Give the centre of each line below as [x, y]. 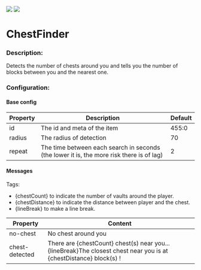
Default [181, 118]
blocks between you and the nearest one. [57, 72]
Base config [22, 102]
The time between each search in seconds [100, 147]
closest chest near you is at [130, 250]
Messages [19, 171]
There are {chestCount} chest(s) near [100, 243]
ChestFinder [38, 34]
